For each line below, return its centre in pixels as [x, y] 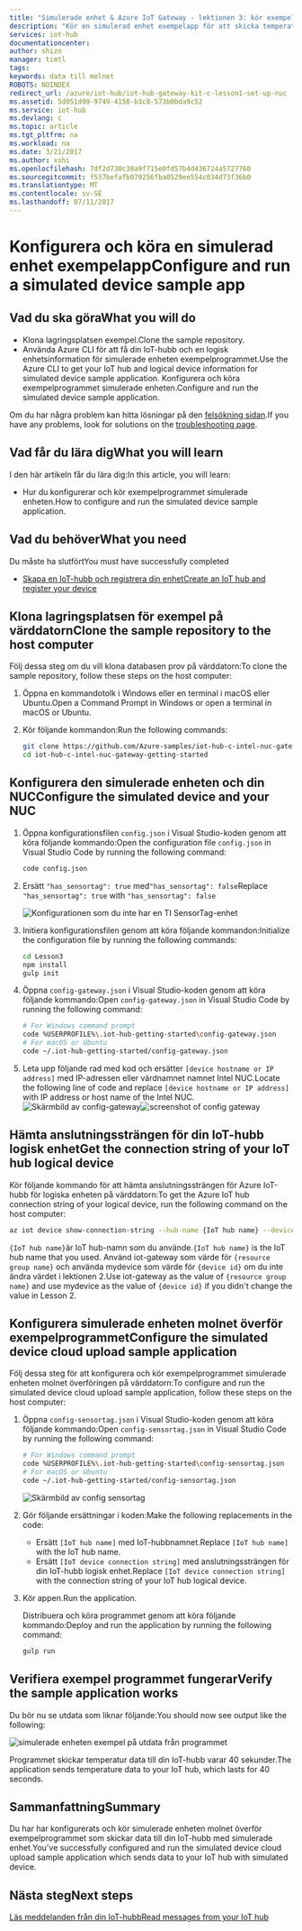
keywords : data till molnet [62, 77]
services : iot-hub [44, 34]
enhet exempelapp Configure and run [150, 266]
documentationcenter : [50, 43]
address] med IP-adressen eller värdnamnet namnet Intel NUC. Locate [151, 1077]
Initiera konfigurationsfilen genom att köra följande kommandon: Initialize [156, 930]
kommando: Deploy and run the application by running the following [147, 1624]
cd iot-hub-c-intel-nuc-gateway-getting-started [115, 755]
